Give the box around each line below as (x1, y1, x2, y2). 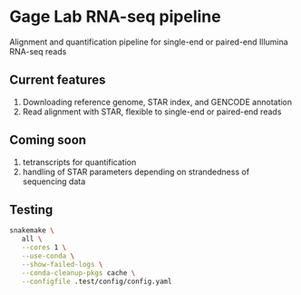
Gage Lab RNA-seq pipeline (9, 6, 221, 27)
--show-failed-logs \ (21, 260, 103, 269)
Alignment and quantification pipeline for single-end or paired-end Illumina (9, 36, 288, 47)
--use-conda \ (21, 251, 75, 261)
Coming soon (9, 133, 87, 148)
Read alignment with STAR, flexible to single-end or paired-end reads (22, 106, 282, 117)
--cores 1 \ (21, 243, 67, 252)
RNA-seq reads (9, 45, 67, 56)
